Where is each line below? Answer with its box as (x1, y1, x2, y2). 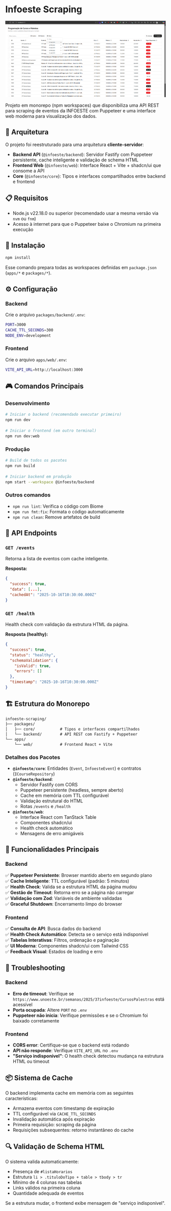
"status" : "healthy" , (10, 652, 56, 657)
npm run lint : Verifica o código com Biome (12, 503, 103, 509)
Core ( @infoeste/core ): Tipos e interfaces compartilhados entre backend (12, 173, 166, 179)
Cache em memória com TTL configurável (20, 793, 109, 799)
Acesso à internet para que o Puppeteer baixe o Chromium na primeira (12, 221, 161, 227)
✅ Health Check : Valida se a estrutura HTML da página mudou (5, 884, 137, 890)
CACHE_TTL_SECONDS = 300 (5, 327, 53, 333)
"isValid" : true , (14, 663, 51, 669)
